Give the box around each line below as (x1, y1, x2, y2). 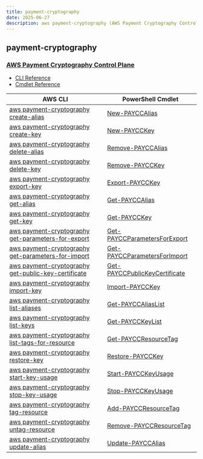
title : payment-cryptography (6, 8, 80, 15)
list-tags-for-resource (9, 339, 75, 347)
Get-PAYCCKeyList (107, 318, 162, 326)
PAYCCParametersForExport (107, 234, 188, 243)
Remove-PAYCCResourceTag (107, 422, 192, 430)
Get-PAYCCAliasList (107, 300, 165, 309)
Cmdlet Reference (14, 81, 60, 88)
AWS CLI (42, 95, 68, 103)
